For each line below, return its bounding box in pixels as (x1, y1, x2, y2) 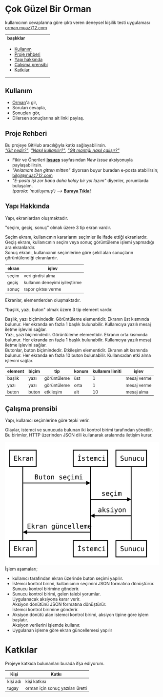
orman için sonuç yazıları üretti (25, 685, 87, 691)
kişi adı (7, 678, 21, 684)
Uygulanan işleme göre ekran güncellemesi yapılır (12, 627, 113, 633)
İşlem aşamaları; (5, 566, 38, 572)
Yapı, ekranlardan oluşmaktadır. (5, 215, 68, 221)
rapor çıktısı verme (23, 287, 61, 292)
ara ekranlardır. (5, 244, 36, 250)
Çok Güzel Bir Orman (5, 3, 92, 15)
